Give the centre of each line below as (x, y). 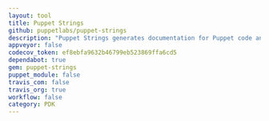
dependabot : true (37, 60)
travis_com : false (39, 82)
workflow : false (35, 97)
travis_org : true (37, 90)
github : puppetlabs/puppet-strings (68, 30)
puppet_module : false (44, 75)
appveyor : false (35, 45)
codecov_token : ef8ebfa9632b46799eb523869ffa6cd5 (93, 53)
